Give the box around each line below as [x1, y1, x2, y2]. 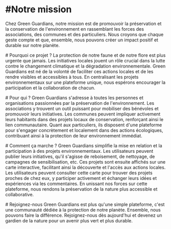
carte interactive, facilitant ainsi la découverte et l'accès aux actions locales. [5, 164, 166, 170]
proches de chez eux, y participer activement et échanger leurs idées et [5, 175, 157, 181]
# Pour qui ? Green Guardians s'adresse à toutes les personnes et [5, 95, 144, 101]
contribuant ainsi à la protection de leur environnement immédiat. [5, 132, 143, 139]
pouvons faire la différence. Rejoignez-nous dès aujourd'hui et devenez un [5, 212, 162, 218]
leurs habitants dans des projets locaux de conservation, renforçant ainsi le [5, 116, 164, 122]
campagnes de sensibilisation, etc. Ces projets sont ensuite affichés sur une [5, 158, 166, 165]
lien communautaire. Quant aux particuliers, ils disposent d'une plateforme [5, 122, 162, 128]
